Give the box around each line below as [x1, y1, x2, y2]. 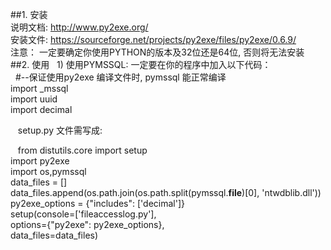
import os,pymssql [10, 166, 87, 177]
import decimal [10, 104, 73, 115]
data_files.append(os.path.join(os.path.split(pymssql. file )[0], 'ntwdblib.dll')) [10, 187, 322, 198]
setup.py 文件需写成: [17, 124, 103, 136]
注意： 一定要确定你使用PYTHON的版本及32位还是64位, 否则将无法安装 [10, 46, 305, 58]
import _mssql [10, 83, 69, 94]
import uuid [10, 93, 58, 105]
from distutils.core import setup [17, 144, 148, 156]
